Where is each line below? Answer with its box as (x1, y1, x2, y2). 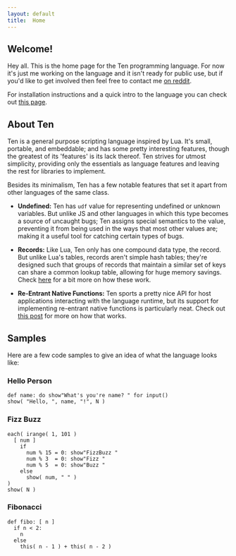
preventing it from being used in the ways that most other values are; (17, 224, 218, 233)
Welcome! (7, 43, 53, 55)
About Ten (7, 118, 54, 131)
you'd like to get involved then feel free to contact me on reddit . (7, 77, 192, 85)
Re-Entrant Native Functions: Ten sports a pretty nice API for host (17, 289, 211, 298)
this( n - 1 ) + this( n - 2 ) (20, 543, 112, 550)
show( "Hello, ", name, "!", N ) (7, 398, 106, 406)
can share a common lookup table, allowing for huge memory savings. (17, 268, 222, 277)
